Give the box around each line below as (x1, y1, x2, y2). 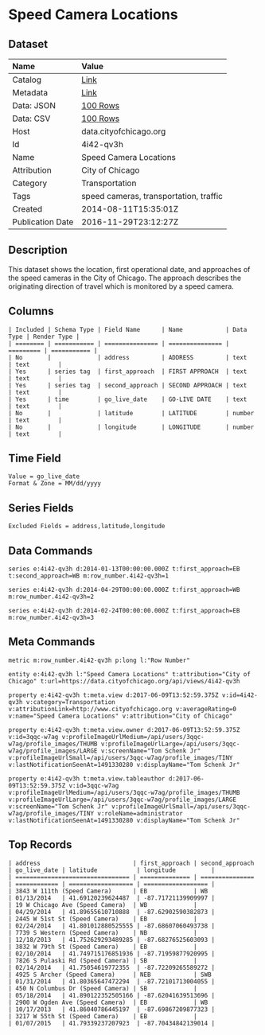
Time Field (8, 452, 61, 465)
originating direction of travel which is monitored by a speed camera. (8, 281, 235, 291)
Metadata (12, 88, 49, 98)
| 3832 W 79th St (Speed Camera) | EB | (8, 943, 197, 951)
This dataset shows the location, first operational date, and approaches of (8, 264, 251, 274)
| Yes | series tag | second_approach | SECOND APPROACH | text (8, 381, 247, 389)
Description (8, 243, 68, 257)
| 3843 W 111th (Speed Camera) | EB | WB (8, 887, 208, 895)
